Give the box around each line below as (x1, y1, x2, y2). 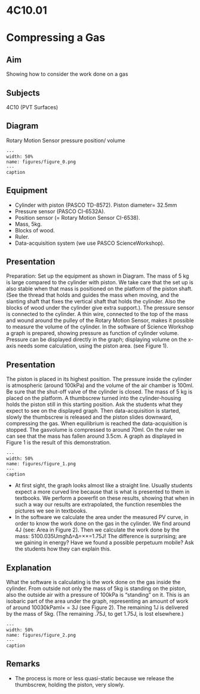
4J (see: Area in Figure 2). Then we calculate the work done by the (14, 526, 180, 533)
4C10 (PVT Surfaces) (6, 104, 59, 110)
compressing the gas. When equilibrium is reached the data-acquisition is (6, 420, 188, 427)
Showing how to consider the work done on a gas (6, 70, 128, 78)
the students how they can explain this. (14, 545, 112, 552)
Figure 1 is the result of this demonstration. (6, 439, 112, 446)
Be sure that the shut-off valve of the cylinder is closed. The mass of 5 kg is (6, 388, 193, 395)
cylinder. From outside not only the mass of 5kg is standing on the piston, (6, 585, 187, 592)
